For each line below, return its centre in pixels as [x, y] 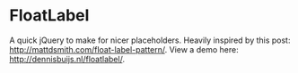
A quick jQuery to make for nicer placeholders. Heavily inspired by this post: [150, 40]
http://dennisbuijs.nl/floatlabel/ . [67, 59]
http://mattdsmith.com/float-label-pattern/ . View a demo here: [124, 49]
